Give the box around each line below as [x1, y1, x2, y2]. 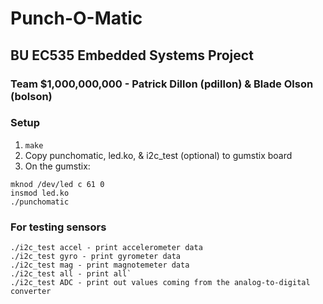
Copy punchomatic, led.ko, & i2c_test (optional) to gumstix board [24, 149, 293, 161]
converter [10, 287, 52, 297]
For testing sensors [10, 220, 107, 234]
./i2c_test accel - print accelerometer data [10, 243, 203, 253]
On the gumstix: [24, 160, 91, 172]
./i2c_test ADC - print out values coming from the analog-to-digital [10, 278, 311, 288]
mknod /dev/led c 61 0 [10, 179, 105, 189]
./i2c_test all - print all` [10, 269, 132, 279]
